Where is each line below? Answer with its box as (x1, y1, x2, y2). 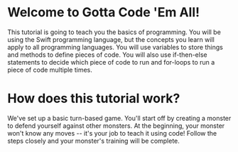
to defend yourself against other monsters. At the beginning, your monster (7, 121, 225, 130)
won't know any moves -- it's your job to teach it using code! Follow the (7, 129, 217, 137)
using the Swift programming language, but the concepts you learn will (7, 35, 215, 43)
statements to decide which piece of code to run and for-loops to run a (7, 58, 215, 66)
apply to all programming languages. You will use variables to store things (7, 43, 224, 51)
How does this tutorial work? (7, 90, 180, 107)
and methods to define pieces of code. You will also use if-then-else (7, 50, 207, 59)
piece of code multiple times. (7, 65, 92, 74)
